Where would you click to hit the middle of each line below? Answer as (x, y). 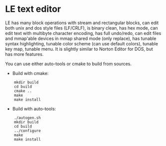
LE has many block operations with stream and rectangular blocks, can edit (82, 23)
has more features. (24, 54)
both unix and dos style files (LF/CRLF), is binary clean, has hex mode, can (82, 28)
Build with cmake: (30, 73)
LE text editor (33, 9)
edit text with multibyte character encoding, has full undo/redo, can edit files (83, 33)
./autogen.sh (28, 118)
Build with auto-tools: (34, 109)
